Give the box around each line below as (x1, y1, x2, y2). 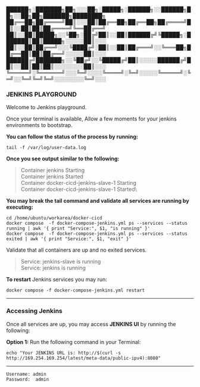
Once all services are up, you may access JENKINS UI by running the (6, 320, 176, 327)
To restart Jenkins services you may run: (6, 276, 107, 283)
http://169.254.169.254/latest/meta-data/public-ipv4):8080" (6, 355, 161, 361)
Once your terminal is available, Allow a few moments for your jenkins (6, 115, 177, 122)
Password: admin (6, 376, 49, 382)
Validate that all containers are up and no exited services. (6, 246, 147, 253)
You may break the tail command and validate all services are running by (6, 197, 189, 205)
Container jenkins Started (20, 173, 83, 180)
